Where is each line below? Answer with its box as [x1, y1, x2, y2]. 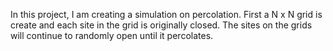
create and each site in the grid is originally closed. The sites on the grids [10, 19, 313, 31]
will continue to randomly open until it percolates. [10, 30, 214, 41]
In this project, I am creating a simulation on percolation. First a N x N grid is [10, 9, 323, 20]
